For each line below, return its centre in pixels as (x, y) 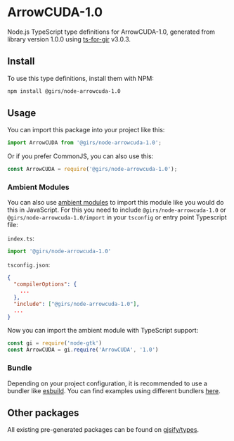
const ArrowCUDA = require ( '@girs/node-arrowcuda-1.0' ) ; (92, 170)
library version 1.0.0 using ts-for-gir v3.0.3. (69, 39)
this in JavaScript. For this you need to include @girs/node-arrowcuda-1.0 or (117, 210)
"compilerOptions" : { (45, 285)
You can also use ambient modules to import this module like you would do (116, 203)
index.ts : (21, 238)
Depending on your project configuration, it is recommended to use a (107, 383)
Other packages (43, 413)
